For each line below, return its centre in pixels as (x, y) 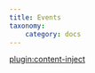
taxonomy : (28, 26)
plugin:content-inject (47, 60)
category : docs (53, 34)
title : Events (36, 17)
